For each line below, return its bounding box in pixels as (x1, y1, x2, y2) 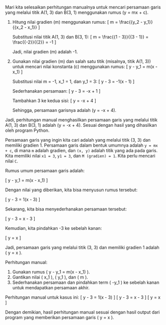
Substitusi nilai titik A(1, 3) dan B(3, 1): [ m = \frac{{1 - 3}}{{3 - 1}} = (12, 34, 149, 40)
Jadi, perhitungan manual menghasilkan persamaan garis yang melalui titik (5, 117, 158, 123)
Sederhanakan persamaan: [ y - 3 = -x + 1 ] (12, 88, 101, 94)
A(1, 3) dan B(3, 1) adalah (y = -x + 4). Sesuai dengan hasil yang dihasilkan (5, 122, 157, 128)
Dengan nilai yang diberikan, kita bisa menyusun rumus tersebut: (5, 187, 138, 193)
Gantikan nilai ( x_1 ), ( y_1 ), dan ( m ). (12, 274, 88, 280)
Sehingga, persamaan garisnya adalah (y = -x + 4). (12, 108, 116, 113)
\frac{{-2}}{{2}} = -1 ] (12, 39, 56, 45)
